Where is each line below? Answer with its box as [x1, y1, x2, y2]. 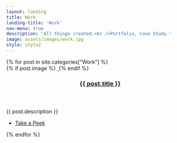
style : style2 [6, 42, 42, 48]
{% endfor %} [6, 130, 41, 138]
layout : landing [6, 8, 46, 15]
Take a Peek [14, 119, 45, 126]
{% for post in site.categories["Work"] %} [6, 58, 108, 66]
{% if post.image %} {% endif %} [6, 64, 89, 71]
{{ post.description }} [6, 108, 58, 115]
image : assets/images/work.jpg [6, 36, 84, 42]
